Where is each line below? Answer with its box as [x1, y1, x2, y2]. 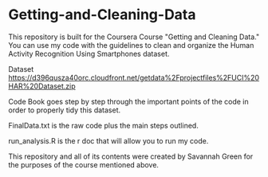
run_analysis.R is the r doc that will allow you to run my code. [8, 136, 209, 145]
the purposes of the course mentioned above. [8, 159, 160, 169]
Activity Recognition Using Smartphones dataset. [8, 49, 170, 58]
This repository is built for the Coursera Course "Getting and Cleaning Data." [8, 32, 260, 41]
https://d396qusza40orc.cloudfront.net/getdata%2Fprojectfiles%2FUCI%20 [8, 73, 260, 82]
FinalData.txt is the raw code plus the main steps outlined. [8, 120, 199, 130]
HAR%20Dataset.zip [8, 81, 76, 91]
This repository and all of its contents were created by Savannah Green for [8, 151, 254, 161]
